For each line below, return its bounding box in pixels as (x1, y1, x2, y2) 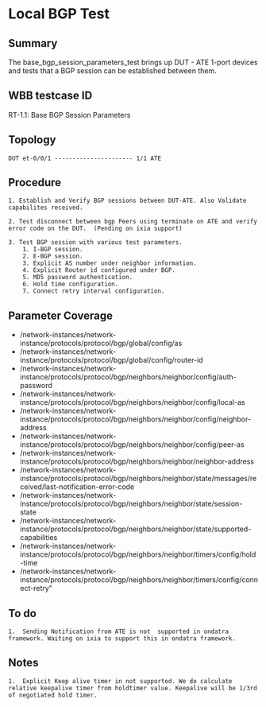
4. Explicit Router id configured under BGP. (22, 266, 176, 274)
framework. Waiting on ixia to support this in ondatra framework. (8, 635, 237, 643)
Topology (8, 133, 56, 147)
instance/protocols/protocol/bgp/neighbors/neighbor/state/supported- (19, 524, 252, 534)
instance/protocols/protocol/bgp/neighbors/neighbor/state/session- (19, 499, 243, 509)
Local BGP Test (8, 5, 110, 23)
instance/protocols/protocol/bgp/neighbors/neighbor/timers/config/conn (19, 575, 259, 585)
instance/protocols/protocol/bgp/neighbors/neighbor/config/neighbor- (19, 414, 252, 424)
